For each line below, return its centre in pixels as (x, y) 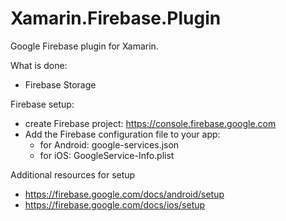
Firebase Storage (60, 84)
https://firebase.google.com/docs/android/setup (124, 194)
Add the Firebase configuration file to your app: (122, 134)
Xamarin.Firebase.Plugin (116, 18)
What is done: (39, 65)
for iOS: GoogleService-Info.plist (107, 155)
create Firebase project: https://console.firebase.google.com (150, 123)
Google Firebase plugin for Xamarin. (84, 46)
